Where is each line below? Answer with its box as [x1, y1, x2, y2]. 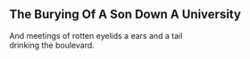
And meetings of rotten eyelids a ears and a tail [9, 30, 183, 41]
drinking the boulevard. [9, 40, 96, 50]
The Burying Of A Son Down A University [9, 7, 241, 22]
